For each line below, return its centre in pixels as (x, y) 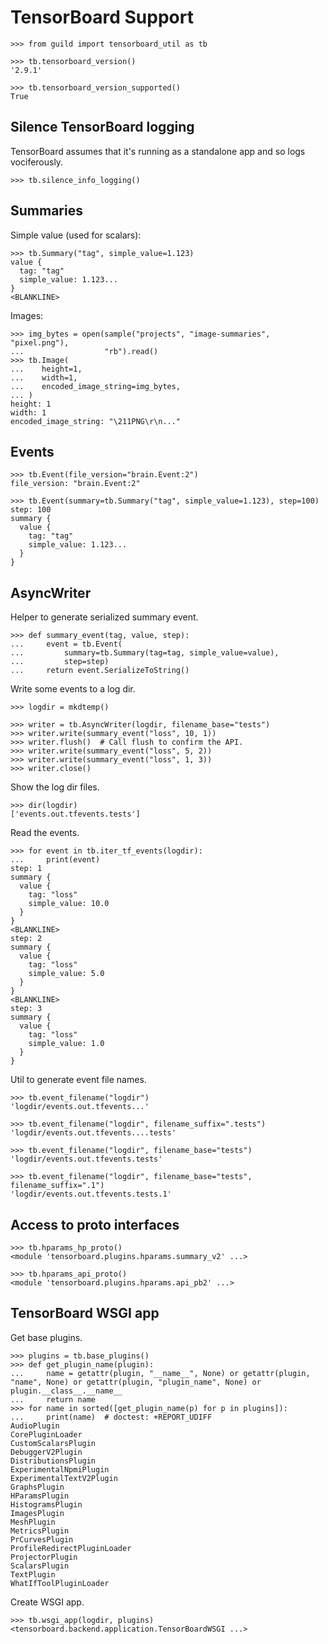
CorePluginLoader (46, 1434)
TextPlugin (33, 1574)
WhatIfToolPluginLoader (60, 1583)
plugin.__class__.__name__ (66, 1391)
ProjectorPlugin (44, 1557)
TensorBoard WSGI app (85, 1313)
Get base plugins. (46, 1337)
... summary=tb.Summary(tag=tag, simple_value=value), (145, 653)
